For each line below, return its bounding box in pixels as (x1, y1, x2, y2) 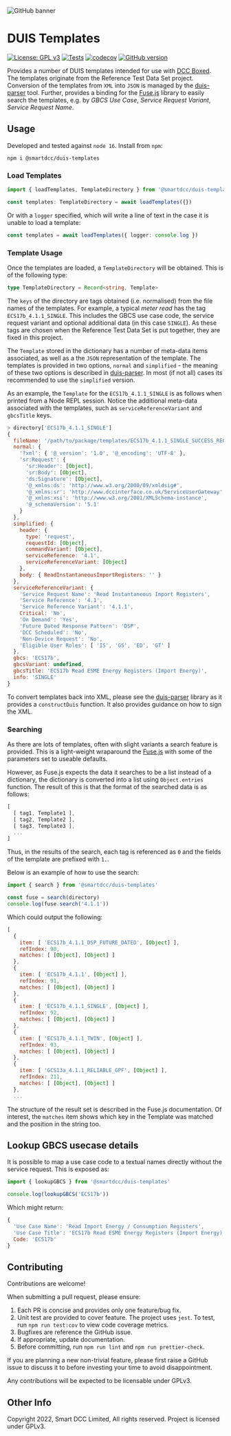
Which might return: (7, 1203, 64, 1212)
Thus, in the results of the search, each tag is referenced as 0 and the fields (7, 848, 221, 856)
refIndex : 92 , (19, 1009, 60, 1016)
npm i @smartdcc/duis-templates (7, 155, 100, 162)
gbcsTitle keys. (7, 411, 52, 419)
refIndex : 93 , (19, 1041, 60, 1049)
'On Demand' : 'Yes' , (19, 617, 78, 623)
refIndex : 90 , (19, 945, 60, 952)
